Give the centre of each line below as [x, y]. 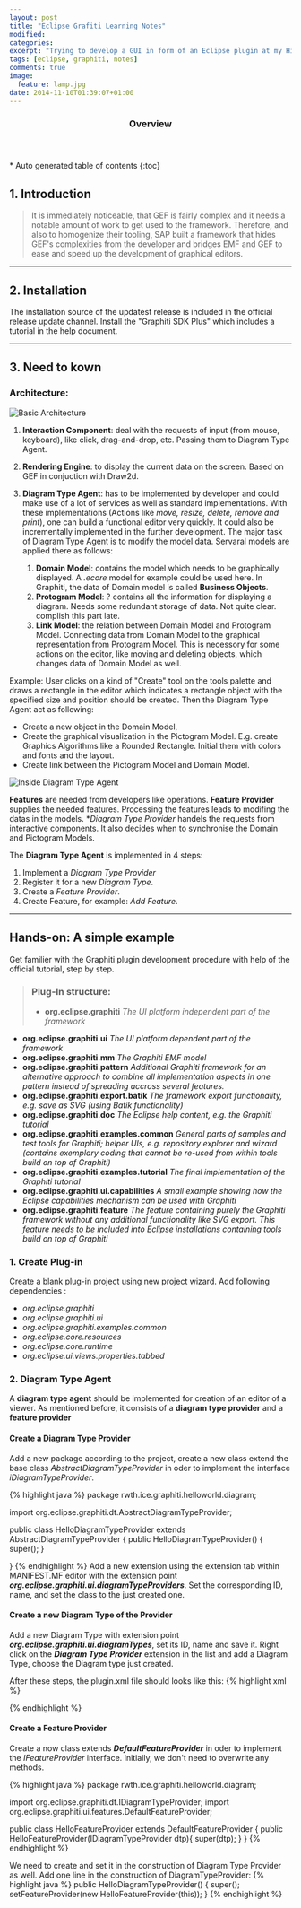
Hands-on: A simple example [92, 938]
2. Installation [48, 290]
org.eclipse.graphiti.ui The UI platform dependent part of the [136, 1038]
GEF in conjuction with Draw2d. [80, 475]
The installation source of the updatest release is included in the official [141, 312]
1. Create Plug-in [46, 1261]
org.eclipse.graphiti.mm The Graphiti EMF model [114, 1057]
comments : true [38, 68]
